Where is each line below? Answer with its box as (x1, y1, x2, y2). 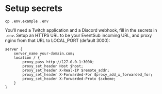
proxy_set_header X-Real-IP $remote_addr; (22, 68, 110, 73)
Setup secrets (5, 3, 63, 14)
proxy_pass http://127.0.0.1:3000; (22, 59, 95, 64)
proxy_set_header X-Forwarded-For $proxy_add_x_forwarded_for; (22, 72, 153, 77)
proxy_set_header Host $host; (22, 64, 83, 68)
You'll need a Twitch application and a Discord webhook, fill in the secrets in (5, 27, 157, 33)
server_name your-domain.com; (14, 51, 75, 56)
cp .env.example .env (5, 19, 49, 24)
